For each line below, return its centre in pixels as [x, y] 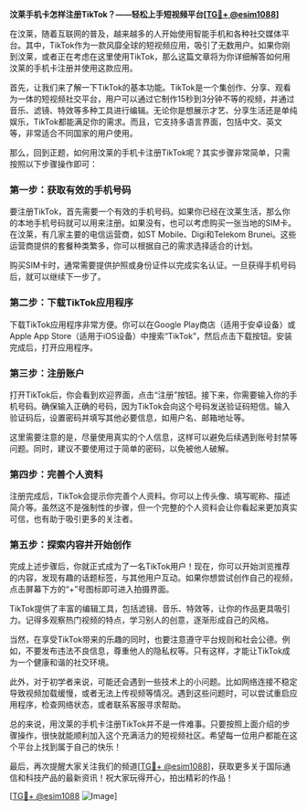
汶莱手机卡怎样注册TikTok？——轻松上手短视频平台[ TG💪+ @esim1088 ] [144, 14]
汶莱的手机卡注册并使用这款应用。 [74, 68]
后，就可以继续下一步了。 [58, 277]
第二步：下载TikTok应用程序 [72, 303]
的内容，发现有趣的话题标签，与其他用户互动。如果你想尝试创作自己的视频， [153, 578]
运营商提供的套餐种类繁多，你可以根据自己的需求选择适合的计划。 [133, 246]
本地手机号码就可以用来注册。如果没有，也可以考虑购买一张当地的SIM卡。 [157, 223]
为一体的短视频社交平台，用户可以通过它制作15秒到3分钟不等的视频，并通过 [152, 99]
